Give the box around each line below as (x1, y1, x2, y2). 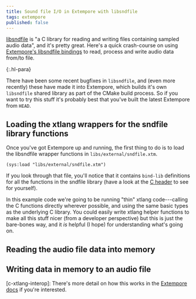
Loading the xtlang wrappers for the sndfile (6, 119, 168, 129)
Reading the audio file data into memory (6, 244, 156, 254)
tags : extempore (6, 14, 46, 20)
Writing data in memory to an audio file (6, 264, 151, 274)
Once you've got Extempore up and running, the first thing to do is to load (6, 144, 185, 151)
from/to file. (6, 54, 35, 62)
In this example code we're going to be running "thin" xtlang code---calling (6, 196, 188, 203)
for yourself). (6, 185, 38, 192)
